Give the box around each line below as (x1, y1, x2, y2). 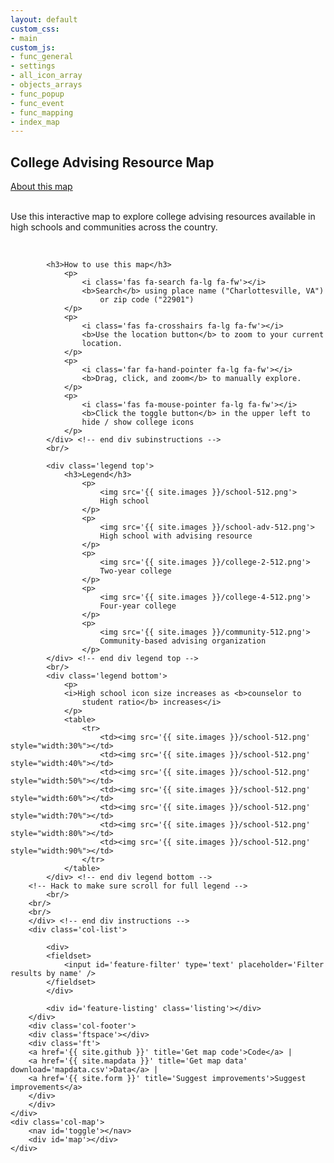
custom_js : (10, 42, 56, 53)
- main (10, 33, 38, 43)
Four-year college (99, 601, 177, 611)
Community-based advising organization (99, 636, 267, 646)
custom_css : (10, 24, 60, 34)
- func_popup (10, 89, 65, 99)
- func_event (10, 98, 65, 108)
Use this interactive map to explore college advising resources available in (10, 211, 316, 223)
